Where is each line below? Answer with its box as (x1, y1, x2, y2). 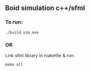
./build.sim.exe (5, 30, 39, 35)
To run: (5, 19, 23, 26)
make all (5, 62, 23, 67)
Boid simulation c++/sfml (5, 4, 86, 12)
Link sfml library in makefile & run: (5, 52, 75, 58)
